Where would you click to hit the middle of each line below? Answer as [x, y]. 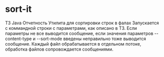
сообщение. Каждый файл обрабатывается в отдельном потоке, [73, 44]
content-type [19, 39]
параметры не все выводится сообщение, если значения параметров [79, 33]
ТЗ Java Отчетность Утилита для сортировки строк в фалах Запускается [82, 23]
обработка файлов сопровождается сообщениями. [59, 49]
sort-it [19, 9]
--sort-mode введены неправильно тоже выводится [91, 39]
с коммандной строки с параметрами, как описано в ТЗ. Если [71, 28]
